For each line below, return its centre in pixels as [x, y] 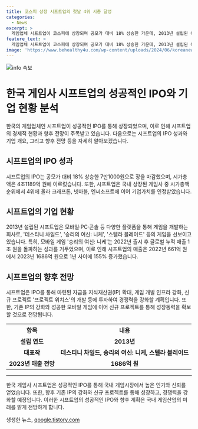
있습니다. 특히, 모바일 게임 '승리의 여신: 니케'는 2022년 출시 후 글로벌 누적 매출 [96, 242]
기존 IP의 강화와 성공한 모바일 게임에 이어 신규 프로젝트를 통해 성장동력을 [97, 307]
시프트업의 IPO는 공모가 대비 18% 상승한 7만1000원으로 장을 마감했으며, [89, 176]
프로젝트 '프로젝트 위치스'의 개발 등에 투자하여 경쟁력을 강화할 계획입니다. [96, 300]
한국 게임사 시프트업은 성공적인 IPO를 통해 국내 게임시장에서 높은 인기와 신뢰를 [96, 385]
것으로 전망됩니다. [33, 314]
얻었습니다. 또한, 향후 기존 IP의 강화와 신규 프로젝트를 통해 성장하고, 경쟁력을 [94, 392]
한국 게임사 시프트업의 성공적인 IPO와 [91, 94]
